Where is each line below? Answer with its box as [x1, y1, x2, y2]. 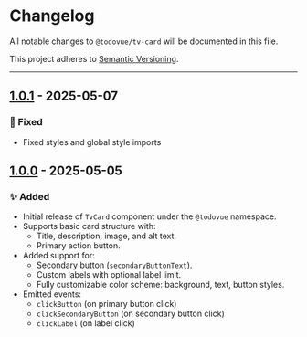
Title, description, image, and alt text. [36, 230, 176, 242]
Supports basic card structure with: [22, 221, 156, 232]
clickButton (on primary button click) [36, 299, 177, 310]
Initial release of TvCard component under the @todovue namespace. [22, 211, 277, 222]
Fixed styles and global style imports [22, 136, 162, 147]
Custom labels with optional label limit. [36, 269, 182, 280]
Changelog [9, 5, 95, 26]
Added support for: [22, 250, 95, 261]
